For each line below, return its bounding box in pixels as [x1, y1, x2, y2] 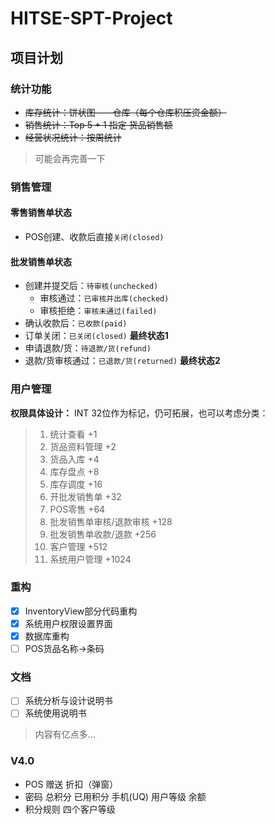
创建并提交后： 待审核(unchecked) [24, 280, 159, 292]
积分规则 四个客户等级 [24, 803, 116, 815]
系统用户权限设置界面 [24, 617, 113, 629]
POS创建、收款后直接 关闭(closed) [24, 231, 165, 242]
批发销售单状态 [10, 255, 72, 267]
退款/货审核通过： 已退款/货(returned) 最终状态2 [24, 355, 221, 367]
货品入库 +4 [49, 453, 100, 465]
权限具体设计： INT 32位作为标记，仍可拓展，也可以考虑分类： [10, 407, 269, 419]
